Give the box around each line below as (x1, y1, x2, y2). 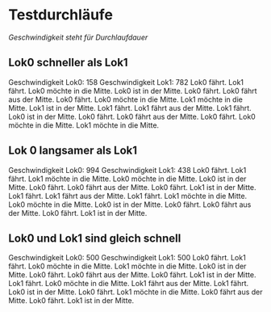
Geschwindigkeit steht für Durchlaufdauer (8, 32, 148, 42)
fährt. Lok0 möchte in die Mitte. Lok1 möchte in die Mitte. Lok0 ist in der (8, 261, 247, 272)
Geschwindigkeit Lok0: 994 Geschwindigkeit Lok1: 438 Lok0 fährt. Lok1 (8, 165, 247, 175)
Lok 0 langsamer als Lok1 (8, 144, 138, 158)
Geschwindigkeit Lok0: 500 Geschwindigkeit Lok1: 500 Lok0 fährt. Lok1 (8, 253, 246, 263)
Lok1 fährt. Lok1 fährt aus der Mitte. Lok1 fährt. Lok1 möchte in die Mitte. (8, 191, 248, 200)
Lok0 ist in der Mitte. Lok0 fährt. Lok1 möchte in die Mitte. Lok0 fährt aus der (8, 287, 264, 297)
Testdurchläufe (8, 6, 114, 24)
